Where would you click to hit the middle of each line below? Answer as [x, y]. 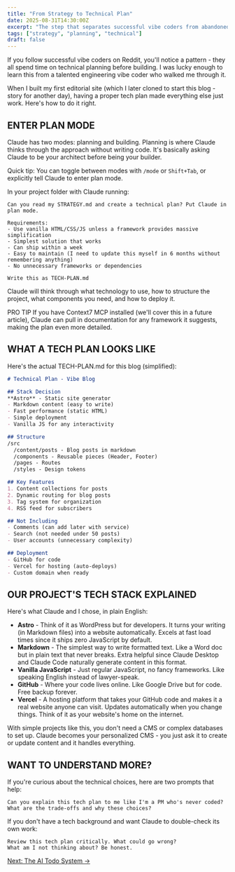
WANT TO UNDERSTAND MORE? [80, 765]
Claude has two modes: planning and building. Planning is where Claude [111, 142]
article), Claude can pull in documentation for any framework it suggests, [113, 319]
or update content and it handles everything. [71, 743]
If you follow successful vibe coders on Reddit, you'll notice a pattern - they [116, 60]
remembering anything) [40, 260]
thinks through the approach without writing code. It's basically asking [108, 149]
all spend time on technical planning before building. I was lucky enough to [115, 67]
